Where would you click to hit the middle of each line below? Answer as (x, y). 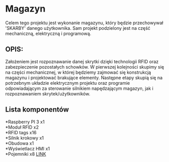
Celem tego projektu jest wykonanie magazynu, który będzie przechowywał (84, 23)
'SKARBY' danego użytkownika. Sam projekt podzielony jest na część (78, 28)
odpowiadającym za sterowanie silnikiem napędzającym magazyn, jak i (79, 88)
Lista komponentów (37, 110)
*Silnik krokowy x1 (25, 138)
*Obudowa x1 (19, 143)
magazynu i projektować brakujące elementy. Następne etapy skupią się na (84, 77)
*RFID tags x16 (21, 132)
